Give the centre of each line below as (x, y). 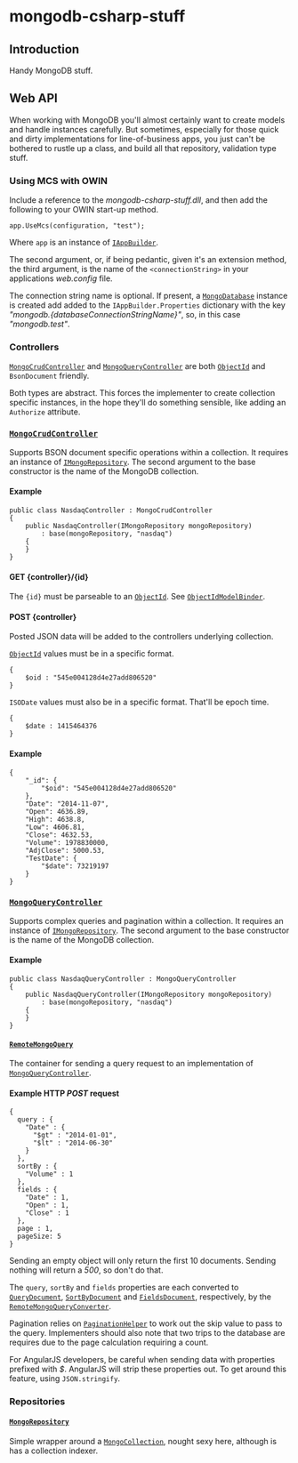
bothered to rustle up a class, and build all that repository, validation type (143, 148)
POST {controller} (43, 616)
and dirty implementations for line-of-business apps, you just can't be (137, 139)
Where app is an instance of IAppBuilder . (84, 243)
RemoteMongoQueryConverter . (60, 1306)
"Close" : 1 (47, 1213)
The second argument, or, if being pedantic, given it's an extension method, (148, 260)
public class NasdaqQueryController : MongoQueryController (123, 979)
